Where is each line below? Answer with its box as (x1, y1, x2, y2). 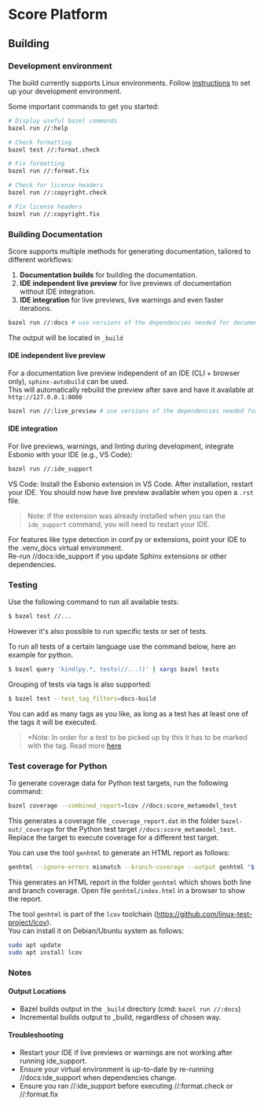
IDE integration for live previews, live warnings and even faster (19, 295, 224, 304)
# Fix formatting (8, 159, 65, 168)
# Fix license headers (8, 203, 82, 211)
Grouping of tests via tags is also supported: (8, 679, 152, 689)
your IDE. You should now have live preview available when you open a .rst (8, 487, 254, 496)
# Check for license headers (8, 181, 104, 189)
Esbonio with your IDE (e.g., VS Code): (8, 450, 133, 460)
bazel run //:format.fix (8, 167, 90, 175)
